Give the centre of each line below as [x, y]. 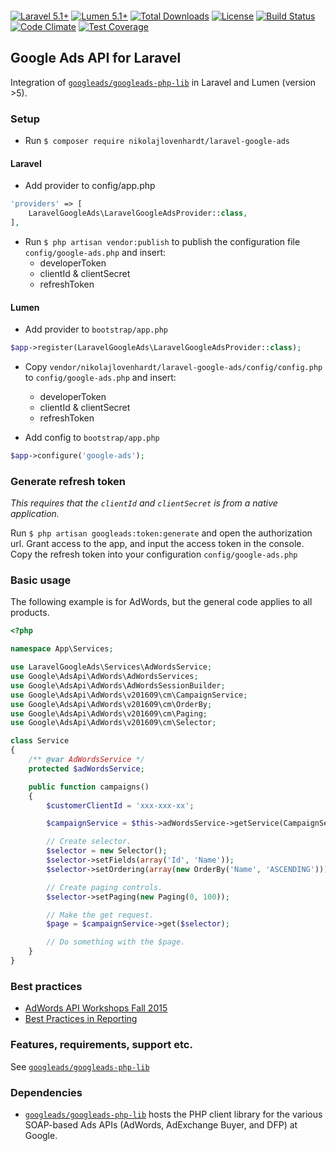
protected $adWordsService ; [86, 768]
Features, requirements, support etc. [101, 1045]
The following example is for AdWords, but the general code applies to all [161, 602]
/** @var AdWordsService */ [86, 760]
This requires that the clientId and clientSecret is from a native [144, 503]
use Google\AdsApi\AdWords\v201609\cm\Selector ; [113, 723]
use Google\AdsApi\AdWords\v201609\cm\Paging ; [109, 713]
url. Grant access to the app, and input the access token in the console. [157, 544]
